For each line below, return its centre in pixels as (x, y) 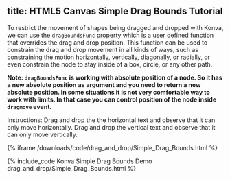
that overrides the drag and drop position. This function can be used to (107, 42)
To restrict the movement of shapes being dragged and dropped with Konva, (115, 27)
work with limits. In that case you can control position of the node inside (112, 99)
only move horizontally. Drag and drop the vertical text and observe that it (111, 127)
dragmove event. (30, 106)
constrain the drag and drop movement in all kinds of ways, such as (103, 49)
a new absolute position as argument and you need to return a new (104, 84)
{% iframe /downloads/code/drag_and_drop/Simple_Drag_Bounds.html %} (113, 147)
